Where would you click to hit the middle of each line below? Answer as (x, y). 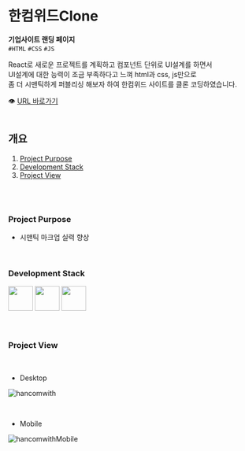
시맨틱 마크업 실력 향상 (54, 238)
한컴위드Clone (53, 16)
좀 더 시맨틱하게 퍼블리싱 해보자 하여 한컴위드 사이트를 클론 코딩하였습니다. (123, 84)
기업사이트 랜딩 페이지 (42, 39)
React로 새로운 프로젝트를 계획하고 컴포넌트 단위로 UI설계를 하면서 (110, 65)
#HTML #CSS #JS (32, 49)
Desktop (33, 378)
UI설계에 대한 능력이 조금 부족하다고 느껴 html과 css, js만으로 (102, 74)
